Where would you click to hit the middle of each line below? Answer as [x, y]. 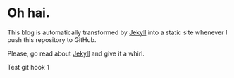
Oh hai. [29, 13]
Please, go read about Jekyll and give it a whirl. [76, 53]
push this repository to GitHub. [52, 39]
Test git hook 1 [28, 67]
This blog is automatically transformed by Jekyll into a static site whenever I [117, 32]
